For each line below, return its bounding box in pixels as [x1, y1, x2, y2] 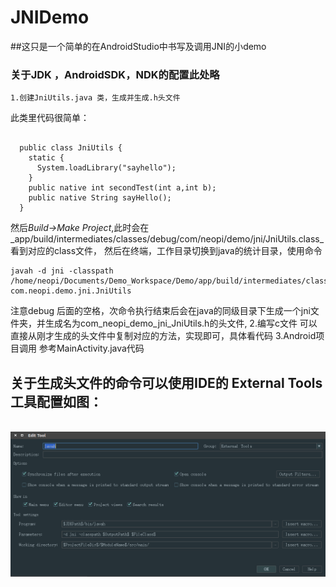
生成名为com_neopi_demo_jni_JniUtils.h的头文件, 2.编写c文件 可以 [44, 317, 318, 330]
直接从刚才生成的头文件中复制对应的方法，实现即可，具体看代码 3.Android [10, 330, 317, 342]
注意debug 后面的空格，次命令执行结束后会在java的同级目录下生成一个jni [10, 305, 311, 317]
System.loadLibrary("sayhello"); [36, 163, 177, 173]
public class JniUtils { [19, 143, 123, 153]
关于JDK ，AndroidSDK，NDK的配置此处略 [10, 67, 220, 81]
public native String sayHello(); [28, 193, 172, 203]
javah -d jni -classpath [10, 266, 114, 276]
